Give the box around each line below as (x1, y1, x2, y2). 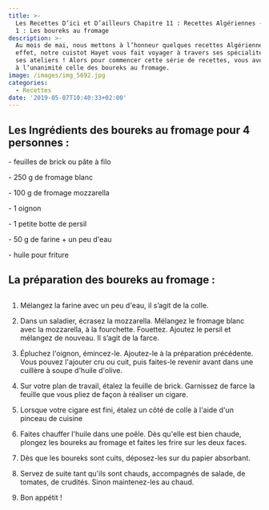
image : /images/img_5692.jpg (8, 71, 106, 79)
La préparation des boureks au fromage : (8, 273, 215, 287)
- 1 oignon (8, 203, 42, 213)
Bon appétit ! (19, 492, 62, 502)
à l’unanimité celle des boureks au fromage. (15, 64, 171, 72)
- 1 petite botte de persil (8, 219, 87, 229)
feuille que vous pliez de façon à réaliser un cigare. (19, 389, 188, 399)
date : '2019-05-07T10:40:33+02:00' (8, 94, 127, 102)
